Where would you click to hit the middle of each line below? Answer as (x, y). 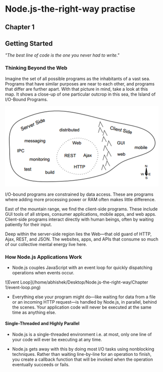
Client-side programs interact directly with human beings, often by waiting (80, 219)
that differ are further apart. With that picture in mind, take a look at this (77, 89)
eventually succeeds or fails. (41, 365)
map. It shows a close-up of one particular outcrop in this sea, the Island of (80, 94)
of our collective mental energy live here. (46, 244)
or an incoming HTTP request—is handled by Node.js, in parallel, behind (84, 302)
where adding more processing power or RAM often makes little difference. (80, 199)
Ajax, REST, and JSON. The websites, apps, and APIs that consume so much (82, 239)
